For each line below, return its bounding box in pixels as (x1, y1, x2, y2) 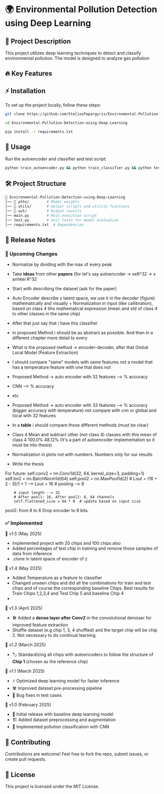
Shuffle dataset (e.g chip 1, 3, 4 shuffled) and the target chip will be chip (12, 627, 158, 633)
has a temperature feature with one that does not (12, 364, 111, 370)
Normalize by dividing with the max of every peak (12, 261, 112, 267)
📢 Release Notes (5, 235, 56, 244)
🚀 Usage (5, 143, 31, 151)
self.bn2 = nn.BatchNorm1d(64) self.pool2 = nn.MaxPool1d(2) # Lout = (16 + (5, 476, 158, 482)
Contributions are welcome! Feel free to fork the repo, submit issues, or (5, 751, 149, 757)
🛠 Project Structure (5, 179, 67, 187)
